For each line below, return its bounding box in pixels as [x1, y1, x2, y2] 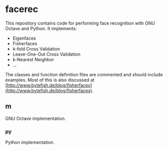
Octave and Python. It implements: [5, 25, 77, 31]
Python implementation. [5, 139, 55, 145]
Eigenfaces [12, 35, 36, 41]
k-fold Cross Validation [12, 46, 61, 52]
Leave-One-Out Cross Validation [12, 51, 81, 57]
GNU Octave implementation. [5, 115, 66, 121]
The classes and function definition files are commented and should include [5, 71, 163, 77]
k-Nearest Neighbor [12, 56, 54, 62]
